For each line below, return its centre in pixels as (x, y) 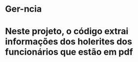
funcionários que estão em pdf (69, 52)
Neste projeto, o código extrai (67, 31)
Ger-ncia (23, 9)
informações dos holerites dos (69, 42)
